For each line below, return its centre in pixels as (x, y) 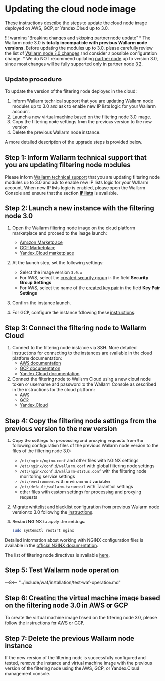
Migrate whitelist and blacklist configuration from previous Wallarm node (86, 507)
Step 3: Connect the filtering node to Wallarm (76, 328)
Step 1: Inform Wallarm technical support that (76, 157)
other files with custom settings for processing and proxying (80, 492)
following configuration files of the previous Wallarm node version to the (85, 446)
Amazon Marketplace (41, 242)
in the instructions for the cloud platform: (54, 390)
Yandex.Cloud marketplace (47, 253)
